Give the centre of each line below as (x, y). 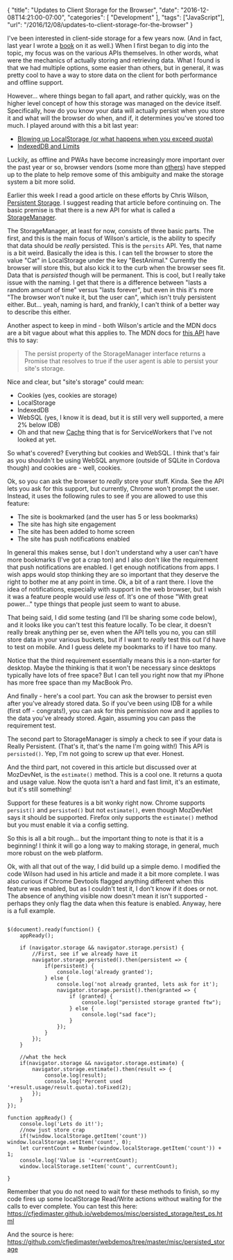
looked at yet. (37, 439)
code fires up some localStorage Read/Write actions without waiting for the (114, 1199)
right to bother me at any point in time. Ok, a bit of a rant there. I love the (110, 582)
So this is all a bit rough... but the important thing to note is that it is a (105, 838)
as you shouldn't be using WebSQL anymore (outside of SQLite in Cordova (114, 460)
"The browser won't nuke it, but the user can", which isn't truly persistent (112, 297)
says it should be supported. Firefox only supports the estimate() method (113, 817)
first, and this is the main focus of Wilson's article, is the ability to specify (112, 238)
